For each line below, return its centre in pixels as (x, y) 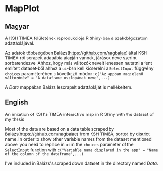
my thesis (15, 119)
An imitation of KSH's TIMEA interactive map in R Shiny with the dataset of (80, 114)
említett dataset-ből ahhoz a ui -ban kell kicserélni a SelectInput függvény (79, 68)
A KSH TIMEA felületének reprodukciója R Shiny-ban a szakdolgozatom (77, 38)
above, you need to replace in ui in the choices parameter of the (69, 144)
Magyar (17, 27)
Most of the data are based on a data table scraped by (60, 129)
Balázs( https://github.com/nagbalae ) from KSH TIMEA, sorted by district (77, 134)
